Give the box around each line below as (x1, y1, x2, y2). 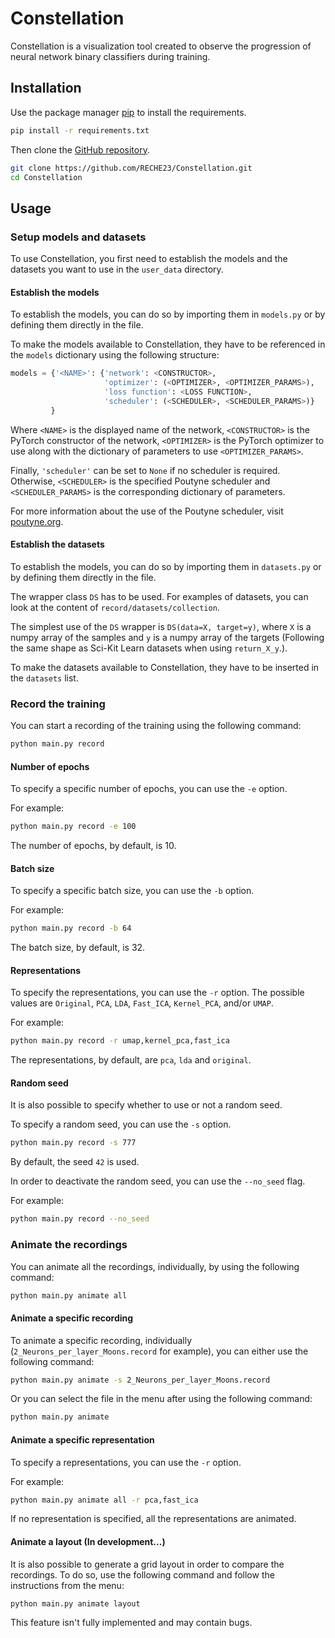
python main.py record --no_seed (10, 1214, 150, 1224)
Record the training (10, 697, 106, 711)
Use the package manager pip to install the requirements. (10, 106, 247, 118)
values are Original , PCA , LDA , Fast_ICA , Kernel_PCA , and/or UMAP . (10, 997, 274, 1009)
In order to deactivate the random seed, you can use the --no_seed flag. (10, 1175, 306, 1187)
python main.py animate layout (10, 1598, 141, 1609)
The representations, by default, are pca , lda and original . (10, 1054, 252, 1066)
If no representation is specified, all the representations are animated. (10, 1513, 297, 1525)
